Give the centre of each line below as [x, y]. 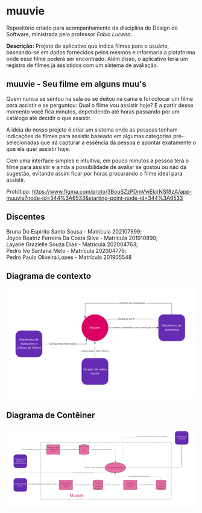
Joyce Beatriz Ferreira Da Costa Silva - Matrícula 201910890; [82, 238]
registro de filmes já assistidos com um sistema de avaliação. [82, 65]
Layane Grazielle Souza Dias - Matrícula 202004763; [72, 244]
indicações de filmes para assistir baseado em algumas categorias [89, 136]
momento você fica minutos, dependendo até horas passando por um [93, 111]
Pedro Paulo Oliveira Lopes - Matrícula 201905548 [69, 257]
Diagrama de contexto [49, 276]
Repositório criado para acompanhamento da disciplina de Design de [92, 28]
